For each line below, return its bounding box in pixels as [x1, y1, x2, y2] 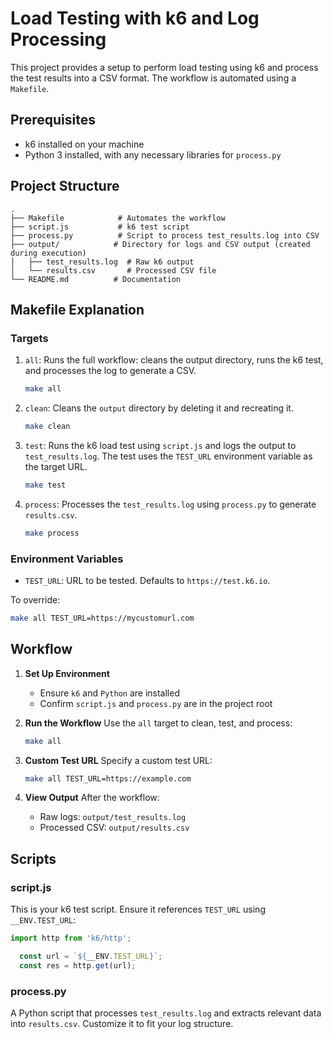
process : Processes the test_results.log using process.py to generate [24, 498, 317, 510]
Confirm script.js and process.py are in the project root [39, 697, 273, 709]
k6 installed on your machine [24, 138, 145, 150]
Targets [10, 331, 49, 345]
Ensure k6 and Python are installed [39, 687, 180, 699]
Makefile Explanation [10, 301, 145, 318]
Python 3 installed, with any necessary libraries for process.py [24, 148, 282, 161]
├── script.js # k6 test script [10, 222, 190, 232]
